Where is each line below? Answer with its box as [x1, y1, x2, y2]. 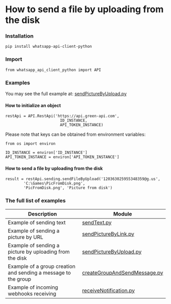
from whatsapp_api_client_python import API [5, 67, 101, 72]
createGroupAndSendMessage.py [82, 269, 163, 276]
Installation [5, 33, 34, 40]
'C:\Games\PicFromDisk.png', [23, 181, 85, 186]
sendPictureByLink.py [82, 230, 135, 237]
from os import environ [5, 141, 56, 146]
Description [27, 210, 57, 217]
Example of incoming [8, 284, 59, 291]
